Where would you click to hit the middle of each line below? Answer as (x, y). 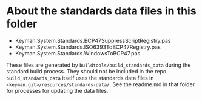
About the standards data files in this (101, 11)
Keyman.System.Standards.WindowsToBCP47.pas (78, 53)
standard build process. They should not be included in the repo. (87, 71)
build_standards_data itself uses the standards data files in (80, 78)
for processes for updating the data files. (57, 90)
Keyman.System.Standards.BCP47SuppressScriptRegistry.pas (93, 40)
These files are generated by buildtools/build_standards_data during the (99, 65)
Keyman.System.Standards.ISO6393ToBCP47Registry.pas (88, 47)
